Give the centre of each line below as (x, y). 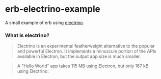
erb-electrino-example (53, 9)
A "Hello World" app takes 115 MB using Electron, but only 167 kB (83, 66)
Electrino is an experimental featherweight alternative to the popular (86, 46)
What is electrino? (27, 35)
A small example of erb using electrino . (45, 23)
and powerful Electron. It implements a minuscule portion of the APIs (87, 51)
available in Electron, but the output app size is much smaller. (79, 56)
